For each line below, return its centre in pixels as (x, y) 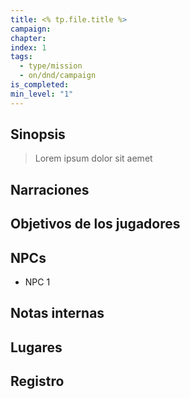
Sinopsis (38, 134)
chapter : (28, 38)
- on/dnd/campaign (58, 76)
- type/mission (51, 66)
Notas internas (57, 313)
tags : (21, 57)
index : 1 (28, 47)
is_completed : (40, 85)
